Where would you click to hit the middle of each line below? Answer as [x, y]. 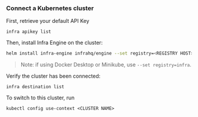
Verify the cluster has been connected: [53, 76]
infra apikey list [29, 32]
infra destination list [35, 87]
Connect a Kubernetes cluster [50, 8]
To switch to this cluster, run [40, 98]
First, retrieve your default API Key [48, 21]
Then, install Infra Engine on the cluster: [55, 43]
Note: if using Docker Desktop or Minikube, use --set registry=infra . [106, 65]
